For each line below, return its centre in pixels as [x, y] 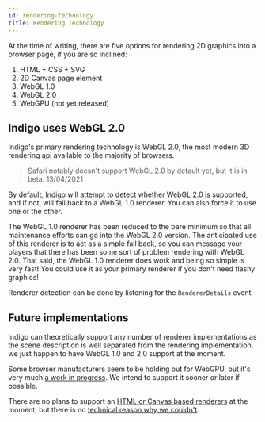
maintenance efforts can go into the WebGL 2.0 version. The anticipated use [132, 236]
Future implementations [68, 318]
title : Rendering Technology [56, 23]
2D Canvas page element [61, 78]
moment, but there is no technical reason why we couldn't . [104, 410]
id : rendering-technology [51, 15]
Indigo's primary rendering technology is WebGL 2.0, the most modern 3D [129, 147]
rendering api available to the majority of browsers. [91, 155]
